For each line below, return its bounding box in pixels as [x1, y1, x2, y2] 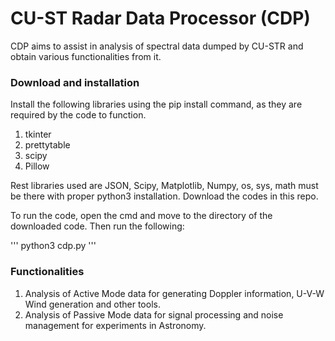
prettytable [24, 139, 71, 151]
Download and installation [10, 75, 140, 89]
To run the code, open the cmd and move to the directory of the [10, 210, 273, 222]
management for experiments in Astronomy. [24, 319, 207, 331]
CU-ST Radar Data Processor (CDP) [10, 7, 311, 30]
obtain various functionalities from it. [10, 50, 162, 62]
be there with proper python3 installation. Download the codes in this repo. [10, 190, 319, 202]
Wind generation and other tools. [24, 298, 161, 310]
